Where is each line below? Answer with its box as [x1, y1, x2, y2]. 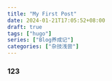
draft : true [7, 23, 42, 30]
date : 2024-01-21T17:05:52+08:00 [7, 17, 106, 24]
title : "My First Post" [7, 10, 77, 18]
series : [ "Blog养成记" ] [7, 37, 74, 44]
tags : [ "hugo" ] [7, 30, 52, 37]
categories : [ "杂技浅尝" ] [7, 43, 80, 50]
